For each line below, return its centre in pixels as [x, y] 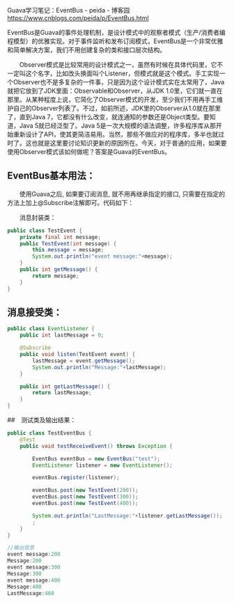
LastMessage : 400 [31, 593]
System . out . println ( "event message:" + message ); [102, 256]
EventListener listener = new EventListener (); [102, 465]
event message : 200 [34, 555]
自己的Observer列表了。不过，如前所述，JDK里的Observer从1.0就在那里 [117, 108]
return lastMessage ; [62, 393]
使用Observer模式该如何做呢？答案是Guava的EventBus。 [89, 152]
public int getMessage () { [59, 270]
